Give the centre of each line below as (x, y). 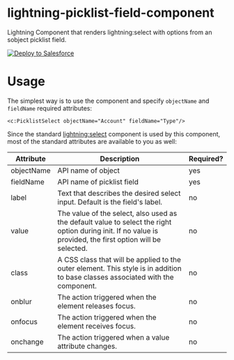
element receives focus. (96, 326)
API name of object (89, 171)
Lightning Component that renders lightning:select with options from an (110, 32)
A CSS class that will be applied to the (119, 259)
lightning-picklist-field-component (111, 13)
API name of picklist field (98, 182)
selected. (72, 248)
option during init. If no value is (108, 231)
